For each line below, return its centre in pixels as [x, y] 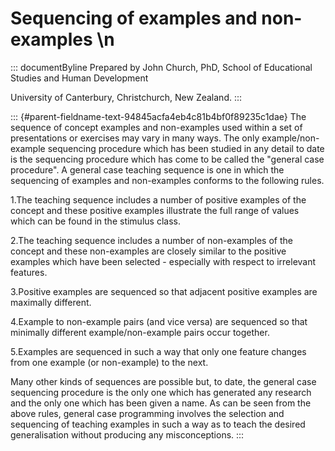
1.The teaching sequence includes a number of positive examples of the [158, 199]
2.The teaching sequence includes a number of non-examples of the [151, 240]
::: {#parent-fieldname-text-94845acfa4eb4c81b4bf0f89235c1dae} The [158, 116]
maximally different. [51, 302]
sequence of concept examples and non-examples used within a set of [156, 127]
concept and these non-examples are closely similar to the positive [148, 251]
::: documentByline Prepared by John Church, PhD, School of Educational [161, 67]
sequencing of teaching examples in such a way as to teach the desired [158, 424]
